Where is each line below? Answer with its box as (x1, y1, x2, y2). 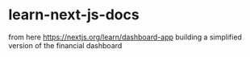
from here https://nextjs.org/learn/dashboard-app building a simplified (8, 32, 242, 42)
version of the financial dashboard (8, 40, 123, 50)
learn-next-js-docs (8, 6, 140, 24)
